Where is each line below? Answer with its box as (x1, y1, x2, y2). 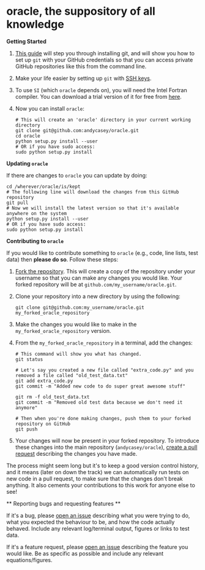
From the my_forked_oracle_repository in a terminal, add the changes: (15, 339, 193, 346)
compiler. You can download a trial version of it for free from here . (15, 93, 182, 100)
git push (15, 426, 38, 432)
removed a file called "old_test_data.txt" (15, 372, 129, 378)
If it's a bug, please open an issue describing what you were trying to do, (6, 512, 190, 519)
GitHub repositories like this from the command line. (15, 63, 147, 70)
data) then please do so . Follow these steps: (6, 256, 118, 263)
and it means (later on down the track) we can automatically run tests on (6, 468, 189, 475)
